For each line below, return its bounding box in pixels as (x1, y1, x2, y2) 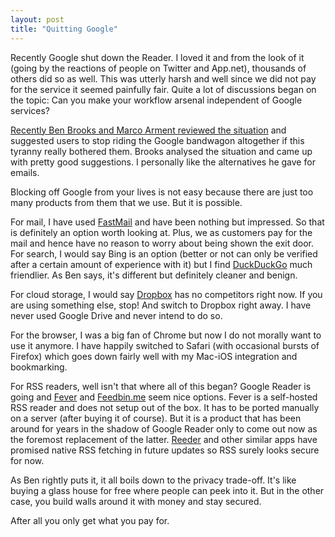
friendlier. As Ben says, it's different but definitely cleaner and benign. (10, 269, 298, 281)
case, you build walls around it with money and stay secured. (10, 495, 262, 507)
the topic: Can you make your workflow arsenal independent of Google (10, 94, 303, 106)
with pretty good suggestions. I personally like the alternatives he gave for (10, 156, 316, 168)
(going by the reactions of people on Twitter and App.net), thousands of (10, 62, 307, 74)
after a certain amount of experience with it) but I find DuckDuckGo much (10, 258, 313, 270)
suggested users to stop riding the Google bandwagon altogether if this (10, 134, 305, 146)
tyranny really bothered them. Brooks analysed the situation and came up (10, 145, 313, 157)
